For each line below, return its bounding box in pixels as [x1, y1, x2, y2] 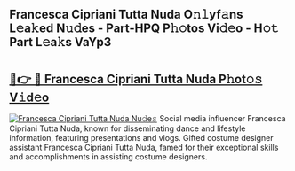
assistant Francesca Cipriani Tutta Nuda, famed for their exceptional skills [9, 142, 279, 152]
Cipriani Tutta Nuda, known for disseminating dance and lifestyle [9, 123, 246, 134]
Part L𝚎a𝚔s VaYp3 [9, 35, 112, 50]
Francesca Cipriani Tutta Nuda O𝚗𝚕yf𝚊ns [9, 7, 243, 22]
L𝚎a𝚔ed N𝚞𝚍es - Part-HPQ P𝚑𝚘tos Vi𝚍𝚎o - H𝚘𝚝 [9, 21, 280, 36]
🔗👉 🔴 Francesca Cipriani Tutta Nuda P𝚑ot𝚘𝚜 [9, 71, 263, 87]
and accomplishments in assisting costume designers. [9, 152, 208, 162]
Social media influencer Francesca [159, 113, 286, 123]
